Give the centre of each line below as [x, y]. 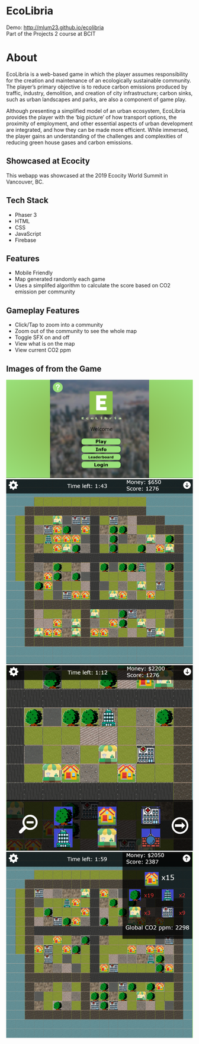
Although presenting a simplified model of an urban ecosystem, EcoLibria [96, 110]
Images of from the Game [54, 368]
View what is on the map [45, 344]
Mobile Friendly [34, 273]
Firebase [25, 240]
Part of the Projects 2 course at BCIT [51, 33]
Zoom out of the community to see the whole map [76, 331]
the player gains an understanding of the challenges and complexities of [94, 136]
